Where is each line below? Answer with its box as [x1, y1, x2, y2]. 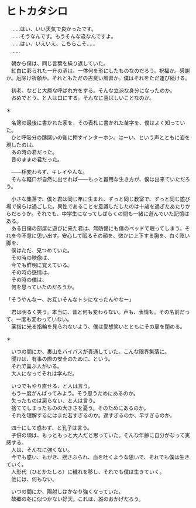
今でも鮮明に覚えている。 [11, 261, 73, 268]
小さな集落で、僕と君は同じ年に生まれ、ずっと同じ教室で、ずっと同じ [11, 195, 180, 202]
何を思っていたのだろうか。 [11, 283, 78, 290]
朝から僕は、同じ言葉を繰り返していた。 [11, 59, 109, 67]
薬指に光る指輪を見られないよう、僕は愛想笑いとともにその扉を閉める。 [11, 323, 185, 330]
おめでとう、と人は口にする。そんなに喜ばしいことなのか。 [11, 94, 155, 101]
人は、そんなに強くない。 [11, 446, 73, 453]
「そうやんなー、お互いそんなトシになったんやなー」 [6, 296, 135, 303]
